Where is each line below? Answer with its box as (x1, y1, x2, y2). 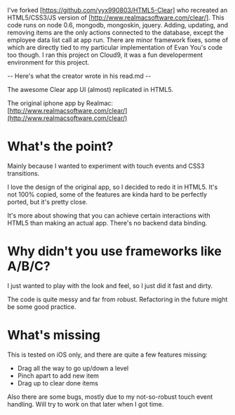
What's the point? (7, 138, 114, 154)
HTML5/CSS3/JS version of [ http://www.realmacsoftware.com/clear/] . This (7, 13, 224, 22)
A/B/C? (7, 258, 51, 275)
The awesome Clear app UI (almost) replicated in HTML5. (7, 86, 174, 93)
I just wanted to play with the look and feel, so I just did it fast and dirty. (7, 281, 213, 290)
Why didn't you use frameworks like (7, 244, 222, 259)
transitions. (7, 169, 40, 178)
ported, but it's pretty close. (7, 197, 88, 206)
